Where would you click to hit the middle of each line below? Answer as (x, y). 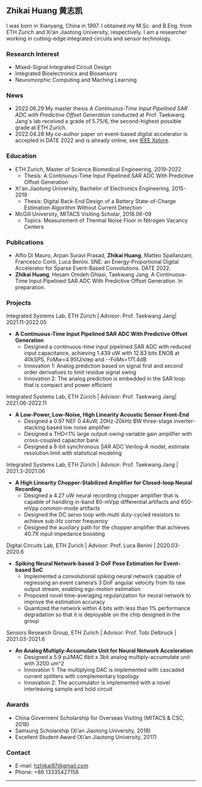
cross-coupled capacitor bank (61, 440)
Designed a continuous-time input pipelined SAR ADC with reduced (107, 347)
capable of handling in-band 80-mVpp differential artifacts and (102, 502)
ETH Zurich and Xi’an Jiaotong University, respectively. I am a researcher (97, 32)
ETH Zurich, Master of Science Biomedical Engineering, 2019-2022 (98, 169)
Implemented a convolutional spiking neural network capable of (103, 577)
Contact (18, 752)
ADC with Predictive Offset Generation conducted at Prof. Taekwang (99, 115)
